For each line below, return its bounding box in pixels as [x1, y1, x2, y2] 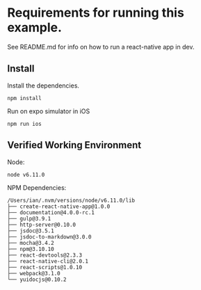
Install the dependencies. [7, 81, 80, 90]
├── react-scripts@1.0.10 [7, 264, 82, 271]
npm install [7, 95, 42, 102]
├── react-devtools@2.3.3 [7, 252, 82, 259]
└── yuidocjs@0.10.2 [7, 276, 67, 283]
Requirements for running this [7, 5, 184, 21]
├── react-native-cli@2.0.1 [7, 257, 89, 265]
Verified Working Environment [7, 139, 142, 151]
